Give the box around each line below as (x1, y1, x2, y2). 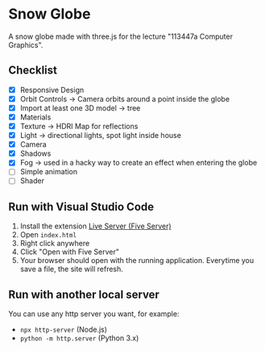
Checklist (8, 64, 58, 77)
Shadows (19, 148, 52, 158)
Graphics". (8, 40, 43, 49)
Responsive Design (19, 85, 85, 94)
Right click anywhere (19, 239, 90, 249)
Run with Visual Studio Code (8, 199, 155, 214)
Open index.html (19, 230, 77, 240)
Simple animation (19, 167, 78, 177)
